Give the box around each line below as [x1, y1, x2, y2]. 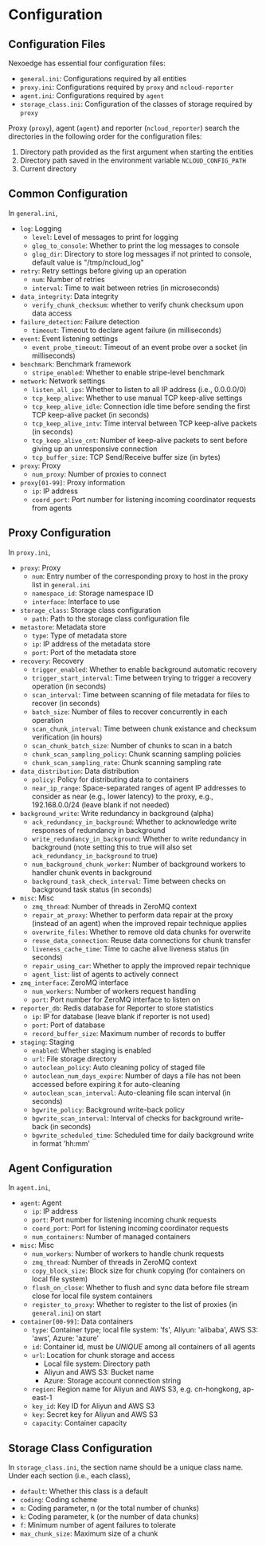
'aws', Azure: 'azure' [31, 1333, 100, 1344]
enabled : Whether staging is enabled [31, 1046, 151, 1055]
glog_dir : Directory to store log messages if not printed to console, [31, 249, 252, 258]
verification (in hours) [31, 732, 103, 742]
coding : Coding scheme [19, 1495, 98, 1505]
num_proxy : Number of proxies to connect [31, 469, 167, 479]
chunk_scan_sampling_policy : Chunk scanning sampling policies [31, 749, 241, 759]
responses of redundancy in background [31, 825, 166, 834]
